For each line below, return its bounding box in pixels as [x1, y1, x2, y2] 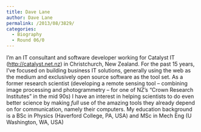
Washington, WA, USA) [6, 119, 64, 125]
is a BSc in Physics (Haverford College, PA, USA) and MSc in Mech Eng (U [6, 112, 192, 119]
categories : [6, 26, 36, 32]
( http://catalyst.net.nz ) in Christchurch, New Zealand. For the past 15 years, [6, 60, 195, 68]
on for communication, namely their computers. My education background [6, 106, 192, 113]
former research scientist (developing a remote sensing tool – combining [6, 80, 188, 87]
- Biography [12, 32, 43, 38]
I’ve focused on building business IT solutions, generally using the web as [6, 67, 191, 74]
